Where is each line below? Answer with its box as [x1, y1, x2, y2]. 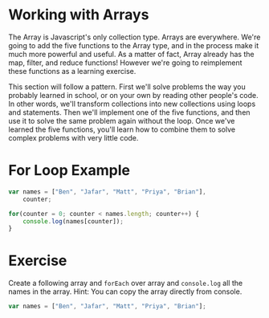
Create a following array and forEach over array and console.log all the [8, 279, 243, 288]
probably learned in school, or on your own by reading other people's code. [8, 90, 259, 100]
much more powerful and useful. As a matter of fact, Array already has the [8, 49, 255, 59]
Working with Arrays [8, 6, 149, 24]
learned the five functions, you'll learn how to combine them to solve [8, 124, 235, 134]
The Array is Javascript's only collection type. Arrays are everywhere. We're [8, 32, 261, 42]
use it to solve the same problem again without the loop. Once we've [8, 116, 235, 125]
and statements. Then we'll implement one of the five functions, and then [8, 107, 251, 117]
